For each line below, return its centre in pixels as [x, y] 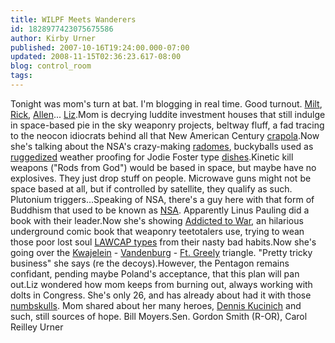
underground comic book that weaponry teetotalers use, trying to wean [157, 231]
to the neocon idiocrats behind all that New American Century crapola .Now [165, 135]
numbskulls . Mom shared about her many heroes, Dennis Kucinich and [156, 305]
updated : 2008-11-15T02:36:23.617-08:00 [96, 57]
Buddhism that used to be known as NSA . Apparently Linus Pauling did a [160, 210]
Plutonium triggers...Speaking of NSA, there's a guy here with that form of [162, 199]
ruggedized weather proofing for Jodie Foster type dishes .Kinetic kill [152, 157]
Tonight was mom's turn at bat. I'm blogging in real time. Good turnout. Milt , [166, 103]
